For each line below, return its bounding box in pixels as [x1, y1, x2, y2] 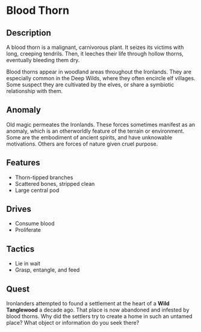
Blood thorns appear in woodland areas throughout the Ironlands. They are [6, 68, 191, 75]
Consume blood [14, 220, 55, 227]
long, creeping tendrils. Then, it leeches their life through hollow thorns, [6, 50, 184, 57]
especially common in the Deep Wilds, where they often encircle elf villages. [6, 75, 196, 81]
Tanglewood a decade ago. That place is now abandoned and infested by [6, 306, 190, 314]
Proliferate [14, 226, 41, 234]
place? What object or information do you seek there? [6, 319, 140, 327]
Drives [6, 204, 31, 214]
